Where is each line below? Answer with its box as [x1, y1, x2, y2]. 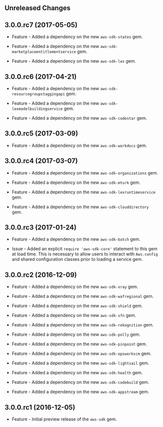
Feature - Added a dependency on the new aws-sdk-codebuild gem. [11, 379, 150, 385]
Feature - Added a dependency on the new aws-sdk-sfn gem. [11, 313, 136, 319]
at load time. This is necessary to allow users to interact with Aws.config [11, 251, 158, 257]
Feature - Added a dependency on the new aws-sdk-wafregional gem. [11, 293, 154, 299]
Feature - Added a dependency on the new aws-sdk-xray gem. [11, 284, 138, 290]
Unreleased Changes [4, 4, 71, 12]
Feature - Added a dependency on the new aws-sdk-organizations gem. [11, 170, 159, 176]
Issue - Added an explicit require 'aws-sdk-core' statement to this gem [11, 246, 158, 252]
